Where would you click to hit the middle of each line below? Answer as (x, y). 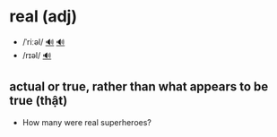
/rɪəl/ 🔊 (37, 55)
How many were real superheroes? (87, 122)
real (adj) (43, 17)
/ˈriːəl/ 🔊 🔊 (43, 41)
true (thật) (39, 101)
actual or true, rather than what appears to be (139, 87)
